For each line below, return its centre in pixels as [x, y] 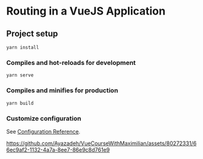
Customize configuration [44, 118]
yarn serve [20, 75]
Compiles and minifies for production [62, 90]
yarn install [23, 47]
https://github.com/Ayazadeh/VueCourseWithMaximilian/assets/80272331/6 [101, 143]
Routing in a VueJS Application [86, 11]
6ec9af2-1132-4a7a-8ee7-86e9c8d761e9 [58, 149]
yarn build [20, 103]
